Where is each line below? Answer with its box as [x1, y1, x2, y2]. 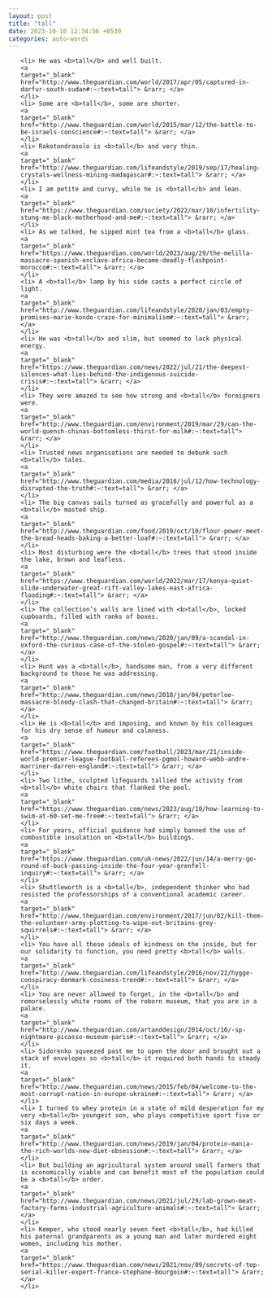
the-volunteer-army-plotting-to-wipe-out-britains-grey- [19, 919, 218, 927]
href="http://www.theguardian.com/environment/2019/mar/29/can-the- [19, 420, 257, 428]
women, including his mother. [19, 1239, 123, 1248]
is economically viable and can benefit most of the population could [19, 1169, 265, 1177]
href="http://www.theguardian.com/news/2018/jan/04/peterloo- [19, 691, 235, 699]
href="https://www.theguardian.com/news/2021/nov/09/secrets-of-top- [19, 1261, 261, 1269]
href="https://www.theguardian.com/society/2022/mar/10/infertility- [19, 207, 261, 215]
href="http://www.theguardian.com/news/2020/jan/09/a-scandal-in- [19, 634, 250, 642]
